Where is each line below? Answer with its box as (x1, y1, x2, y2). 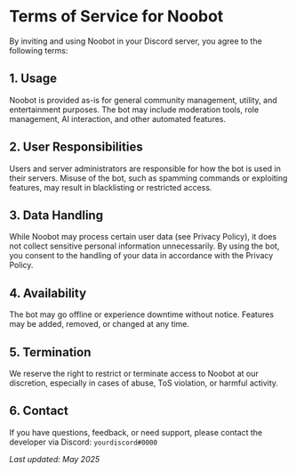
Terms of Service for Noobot (9, 6, 224, 27)
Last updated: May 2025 (9, 453, 100, 464)
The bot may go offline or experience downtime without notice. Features (9, 309, 274, 320)
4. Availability (9, 285, 87, 300)
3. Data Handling (9, 208, 104, 223)
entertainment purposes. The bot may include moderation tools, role (9, 104, 260, 115)
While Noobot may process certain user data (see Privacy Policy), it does (9, 232, 277, 242)
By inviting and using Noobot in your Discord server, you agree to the (9, 36, 262, 46)
